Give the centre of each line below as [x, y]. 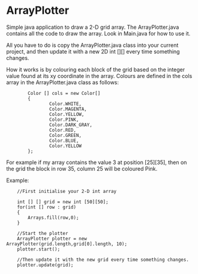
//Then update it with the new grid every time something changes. [103, 260]
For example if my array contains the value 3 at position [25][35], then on [97, 162]
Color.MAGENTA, [68, 109]
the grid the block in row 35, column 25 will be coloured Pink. [82, 168]
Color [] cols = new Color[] [64, 93]
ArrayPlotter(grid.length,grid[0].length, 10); [67, 244]
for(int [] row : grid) [47, 207]
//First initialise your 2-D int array [67, 191]
